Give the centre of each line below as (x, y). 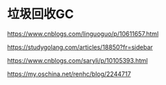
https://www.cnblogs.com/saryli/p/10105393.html (77, 60)
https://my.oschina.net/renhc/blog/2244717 (69, 74)
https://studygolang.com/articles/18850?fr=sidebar (80, 47)
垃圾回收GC (40, 14)
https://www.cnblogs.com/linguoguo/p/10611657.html (83, 34)
